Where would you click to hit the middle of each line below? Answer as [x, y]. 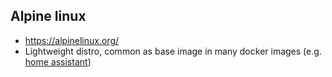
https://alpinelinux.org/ [72, 40]
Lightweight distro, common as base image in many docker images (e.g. [173, 51]
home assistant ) [58, 61]
